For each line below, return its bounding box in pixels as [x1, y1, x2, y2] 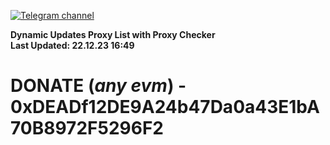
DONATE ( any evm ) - [10, 75, 187, 97]
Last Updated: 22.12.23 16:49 [10, 40, 135, 51]
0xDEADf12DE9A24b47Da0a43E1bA [10, 96, 320, 119]
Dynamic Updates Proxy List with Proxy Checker [10, 29, 216, 40]
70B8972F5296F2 [10, 117, 164, 140]
